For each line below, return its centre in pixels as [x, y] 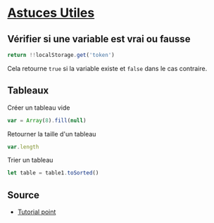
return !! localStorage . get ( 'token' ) [61, 55]
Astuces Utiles [51, 13]
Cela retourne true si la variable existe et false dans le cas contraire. [107, 68]
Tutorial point [37, 212]
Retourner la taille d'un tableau [52, 134]
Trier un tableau [30, 160]
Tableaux [28, 90]
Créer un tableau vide [39, 108]
